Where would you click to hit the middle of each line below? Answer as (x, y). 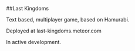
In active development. (34, 42)
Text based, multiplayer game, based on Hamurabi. (68, 19)
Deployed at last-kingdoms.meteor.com (54, 31)
